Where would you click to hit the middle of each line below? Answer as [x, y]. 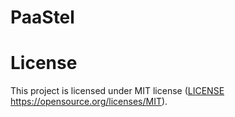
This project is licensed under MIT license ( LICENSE [117, 91]
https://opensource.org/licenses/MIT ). [89, 102]
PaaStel [42, 17]
